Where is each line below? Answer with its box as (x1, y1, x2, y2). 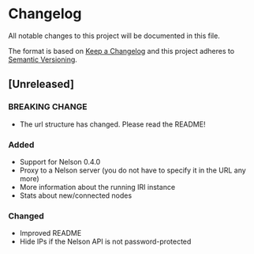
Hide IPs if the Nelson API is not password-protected (19, 237, 192, 246)
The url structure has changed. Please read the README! (19, 119, 206, 129)
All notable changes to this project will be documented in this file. (8, 31, 221, 40)
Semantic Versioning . (8, 55, 77, 64)
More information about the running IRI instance (19, 182, 176, 191)
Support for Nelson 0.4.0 (19, 157, 101, 166)
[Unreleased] (8, 78, 75, 91)
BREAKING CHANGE (8, 101, 88, 112)
